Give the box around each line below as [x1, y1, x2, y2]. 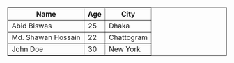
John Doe [11, 44, 44, 54]
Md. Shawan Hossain [11, 33, 81, 42]
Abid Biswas [11, 21, 52, 30]
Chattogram [109, 33, 148, 42]
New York [109, 44, 141, 54]
